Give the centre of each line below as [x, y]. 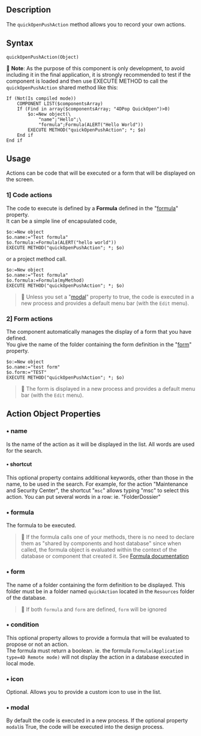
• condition [22, 625]
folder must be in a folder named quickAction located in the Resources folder [100, 591]
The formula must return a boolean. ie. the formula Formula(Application [95, 650]
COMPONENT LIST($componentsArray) [60, 104]
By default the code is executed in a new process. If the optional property [97, 720]
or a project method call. [37, 259]
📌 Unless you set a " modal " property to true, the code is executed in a [107, 297]
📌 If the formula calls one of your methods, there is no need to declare [108, 537]
